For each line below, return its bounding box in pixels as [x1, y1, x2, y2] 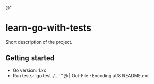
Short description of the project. [5, 39, 73, 45]
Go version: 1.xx [12, 67, 47, 73]
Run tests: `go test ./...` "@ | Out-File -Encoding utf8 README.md [12, 72, 149, 78]
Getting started [5, 53, 55, 63]
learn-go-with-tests [5, 22, 92, 34]
